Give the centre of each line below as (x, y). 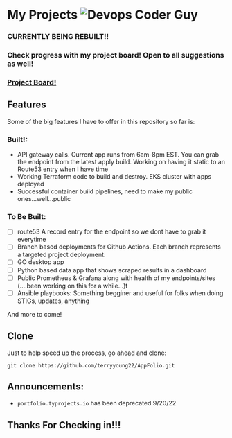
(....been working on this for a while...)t (72, 286)
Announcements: (46, 386)
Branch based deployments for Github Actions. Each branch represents (119, 247)
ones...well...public (44, 199)
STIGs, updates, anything (53, 301)
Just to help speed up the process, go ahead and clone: (87, 353)
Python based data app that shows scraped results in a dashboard (112, 270)
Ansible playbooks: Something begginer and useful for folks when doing (120, 293)
